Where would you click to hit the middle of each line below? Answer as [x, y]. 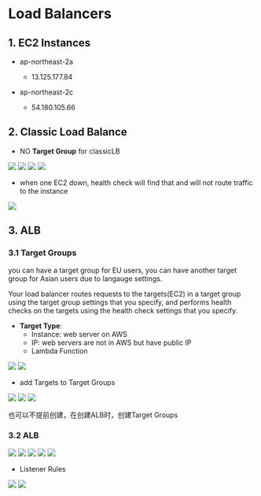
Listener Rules [42, 468]
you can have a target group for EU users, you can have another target [123, 270]
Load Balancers [60, 14]
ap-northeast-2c [46, 92]
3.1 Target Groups [42, 253]
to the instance [44, 191]
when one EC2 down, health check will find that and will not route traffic [136, 183]
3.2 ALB [24, 435]
